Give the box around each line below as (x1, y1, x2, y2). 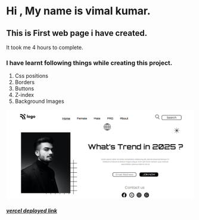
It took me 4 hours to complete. (6, 44, 83, 51)
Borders (14, 79, 35, 86)
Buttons (14, 85, 35, 92)
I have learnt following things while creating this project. (6, 59, 173, 67)
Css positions (14, 72, 49, 80)
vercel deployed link (6, 207, 58, 215)
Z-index (14, 91, 35, 99)
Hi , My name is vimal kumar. (6, 4, 151, 18)
